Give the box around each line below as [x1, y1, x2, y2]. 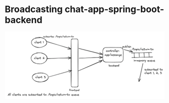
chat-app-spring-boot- [64, 4, 164, 15]
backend [5, 14, 43, 26]
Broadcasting [5, 4, 63, 15]
